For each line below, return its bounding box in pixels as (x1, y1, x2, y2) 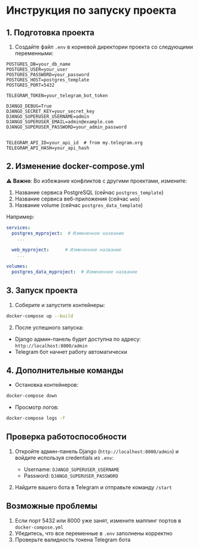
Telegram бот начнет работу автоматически (14, 348, 127, 355)
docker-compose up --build (6, 313, 74, 319)
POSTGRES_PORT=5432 (6, 82, 55, 88)
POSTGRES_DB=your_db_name (6, 61, 71, 67)
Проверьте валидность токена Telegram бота (14, 536, 131, 543)
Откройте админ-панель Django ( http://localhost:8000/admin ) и (14, 447, 179, 455)
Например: (6, 213, 35, 220)
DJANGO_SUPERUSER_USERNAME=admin (6, 114, 90, 120)
